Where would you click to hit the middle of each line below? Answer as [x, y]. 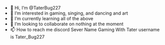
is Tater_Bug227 [27, 37]
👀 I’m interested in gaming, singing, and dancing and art [69, 13]
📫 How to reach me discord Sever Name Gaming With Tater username [85, 30]
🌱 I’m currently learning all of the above [52, 18]
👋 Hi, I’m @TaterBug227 [35, 8]
